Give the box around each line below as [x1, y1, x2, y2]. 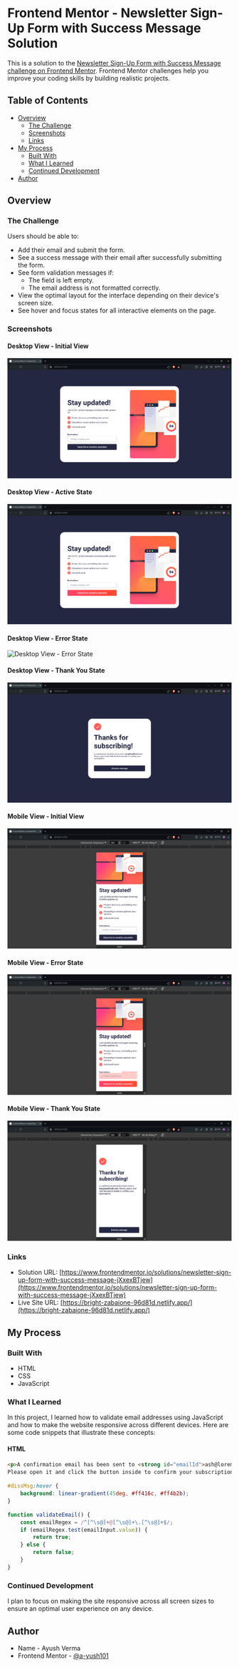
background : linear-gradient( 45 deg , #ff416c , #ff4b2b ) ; [20, 1490, 190, 1498]
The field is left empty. [28, 276, 95, 285]
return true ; [33, 1534, 72, 1541]
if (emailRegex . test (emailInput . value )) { [20, 1526, 148, 1533]
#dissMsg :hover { [7, 1483, 59, 1490]
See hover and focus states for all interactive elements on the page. [17, 306, 216, 315]
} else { [20, 1541, 46, 1549]
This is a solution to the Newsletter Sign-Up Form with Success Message [7, 58, 221, 67]
